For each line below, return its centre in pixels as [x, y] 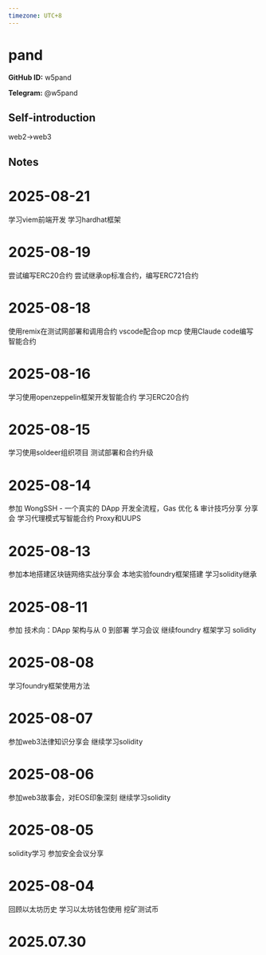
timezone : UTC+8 [35, 16]
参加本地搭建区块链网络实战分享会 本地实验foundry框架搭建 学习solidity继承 [133, 574]
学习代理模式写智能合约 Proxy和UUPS [79, 519]
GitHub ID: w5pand [40, 77]
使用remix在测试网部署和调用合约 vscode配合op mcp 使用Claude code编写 [131, 331]
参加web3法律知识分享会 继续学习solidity [76, 742]
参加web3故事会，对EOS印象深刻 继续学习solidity [90, 798]
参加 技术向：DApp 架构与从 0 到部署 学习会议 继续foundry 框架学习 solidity [132, 630]
